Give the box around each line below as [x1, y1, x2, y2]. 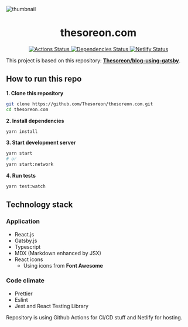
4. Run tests [6, 172, 36, 179]
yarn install [6, 128, 38, 135]
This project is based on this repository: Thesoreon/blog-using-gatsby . [6, 56, 180, 64]
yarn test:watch [6, 183, 46, 189]
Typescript [14, 243, 41, 250]
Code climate [6, 276, 45, 285]
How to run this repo [6, 74, 82, 84]
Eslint [14, 296, 28, 303]
